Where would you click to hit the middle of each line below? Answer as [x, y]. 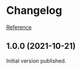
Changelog [34, 11]
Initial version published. [36, 60]
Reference [19, 27]
